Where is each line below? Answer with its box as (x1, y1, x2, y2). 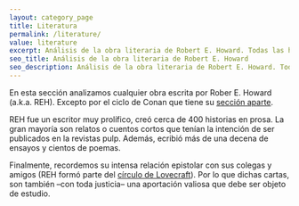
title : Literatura (9, 21, 77, 30)
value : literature (9, 37, 77, 47)
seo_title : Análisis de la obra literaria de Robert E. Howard (9, 54, 249, 63)
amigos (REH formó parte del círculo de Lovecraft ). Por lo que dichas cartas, (9, 169, 290, 179)
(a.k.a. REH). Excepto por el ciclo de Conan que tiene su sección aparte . (9, 96, 274, 107)
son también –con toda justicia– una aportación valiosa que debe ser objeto (9, 178, 287, 189)
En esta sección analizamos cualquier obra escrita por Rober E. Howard (9, 87, 272, 98)
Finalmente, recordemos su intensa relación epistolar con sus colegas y (9, 160, 272, 170)
